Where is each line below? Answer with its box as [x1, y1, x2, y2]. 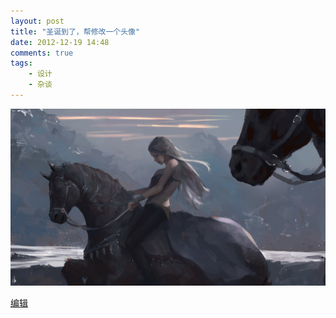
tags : [10, 58, 33, 69]
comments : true [10, 48, 74, 58]
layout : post [10, 16, 65, 26]
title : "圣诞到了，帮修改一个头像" [10, 26, 141, 37]
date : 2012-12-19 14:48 [10, 37, 110, 47]
